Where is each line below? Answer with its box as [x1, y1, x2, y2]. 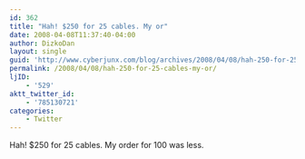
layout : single [9, 47, 67, 56]
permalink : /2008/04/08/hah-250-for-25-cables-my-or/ [9, 65, 218, 74]
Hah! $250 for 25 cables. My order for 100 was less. [9, 140, 204, 151]
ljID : [9, 73, 30, 82]
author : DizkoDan [9, 38, 75, 48]
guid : [9, 55, 30, 65]
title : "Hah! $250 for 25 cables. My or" [9, 22, 169, 31]
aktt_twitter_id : [9, 89, 75, 98]
